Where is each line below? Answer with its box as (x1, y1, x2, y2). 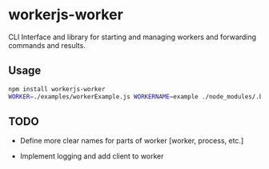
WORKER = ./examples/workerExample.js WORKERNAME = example (8, 92, 199, 101)
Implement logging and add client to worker (19, 151, 164, 161)
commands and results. (8, 40, 86, 50)
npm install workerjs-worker (8, 85, 106, 93)
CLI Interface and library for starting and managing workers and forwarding (8, 32, 257, 42)
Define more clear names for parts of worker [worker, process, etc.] (19, 136, 244, 146)
